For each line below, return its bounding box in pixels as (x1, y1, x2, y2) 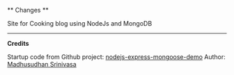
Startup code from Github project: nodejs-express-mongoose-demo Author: (7, 53, 226, 61)
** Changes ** (7, 6, 49, 14)
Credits (7, 40, 29, 47)
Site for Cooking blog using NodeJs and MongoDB (7, 19, 153, 27)
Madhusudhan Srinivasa (7, 60, 77, 68)
